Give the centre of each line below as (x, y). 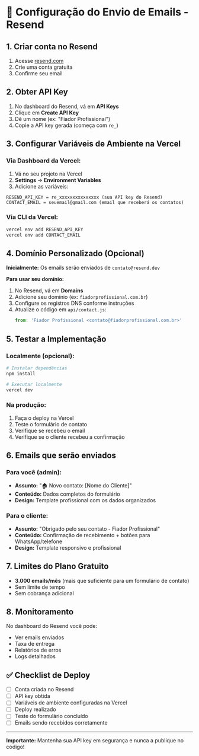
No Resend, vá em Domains (49, 291)
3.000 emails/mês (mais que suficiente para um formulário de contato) (102, 580)
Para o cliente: (27, 516)
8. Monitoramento (40, 612)
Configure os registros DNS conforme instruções (74, 303)
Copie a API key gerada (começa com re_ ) (66, 125)
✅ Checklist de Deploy (48, 675)
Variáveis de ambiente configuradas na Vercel (71, 703)
